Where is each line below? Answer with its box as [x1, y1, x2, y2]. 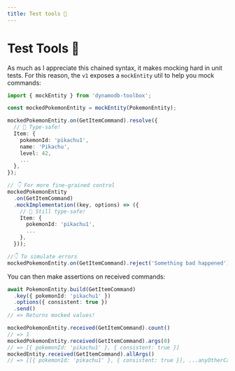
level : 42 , [20, 150, 52, 157]
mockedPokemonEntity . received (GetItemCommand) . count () [7, 325, 171, 332]
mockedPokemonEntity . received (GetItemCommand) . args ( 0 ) [7, 337, 171, 344]
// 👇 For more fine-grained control [7, 182, 115, 189]
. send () [13, 305, 36, 312]
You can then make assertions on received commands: [7, 272, 166, 281]
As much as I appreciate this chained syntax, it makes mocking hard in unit [7, 64, 222, 72]
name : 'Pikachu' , [20, 143, 71, 150]
